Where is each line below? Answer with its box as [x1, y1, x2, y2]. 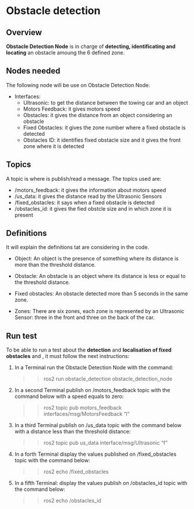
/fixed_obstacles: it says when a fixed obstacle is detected [14, 199, 155, 206]
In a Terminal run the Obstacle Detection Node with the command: [14, 364, 174, 371]
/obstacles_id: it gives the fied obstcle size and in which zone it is [14, 205, 172, 212]
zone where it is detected [23, 142, 84, 150]
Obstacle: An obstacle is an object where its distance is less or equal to [14, 273, 186, 280]
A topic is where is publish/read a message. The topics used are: [6, 175, 161, 182]
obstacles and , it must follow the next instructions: [6, 353, 129, 360]
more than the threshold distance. [14, 262, 96, 269]
